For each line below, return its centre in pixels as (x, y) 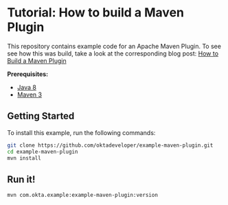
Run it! (21, 179)
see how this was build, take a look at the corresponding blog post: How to (113, 53)
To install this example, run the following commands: (81, 132)
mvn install (24, 158)
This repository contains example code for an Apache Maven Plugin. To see (114, 46)
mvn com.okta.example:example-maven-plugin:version (82, 195)
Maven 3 (30, 95)
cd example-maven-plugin (43, 152)
